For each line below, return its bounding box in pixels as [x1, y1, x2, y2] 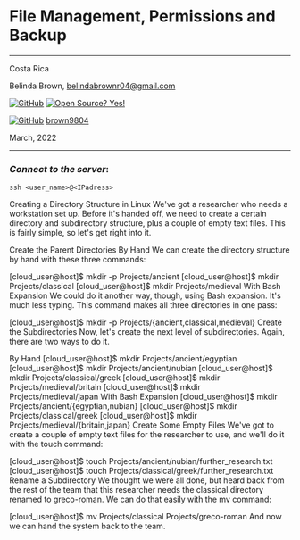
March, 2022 [9, 132, 57, 143]
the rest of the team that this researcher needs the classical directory [9, 485, 264, 495]
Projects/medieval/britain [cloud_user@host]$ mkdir [9, 382, 201, 393]
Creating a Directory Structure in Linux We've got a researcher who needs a [9, 199, 288, 210]
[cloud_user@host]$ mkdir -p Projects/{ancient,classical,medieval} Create [9, 317, 283, 328]
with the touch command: [9, 439, 104, 450]
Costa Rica [9, 62, 49, 73]
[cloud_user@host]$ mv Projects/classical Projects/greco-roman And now [9, 511, 283, 522]
